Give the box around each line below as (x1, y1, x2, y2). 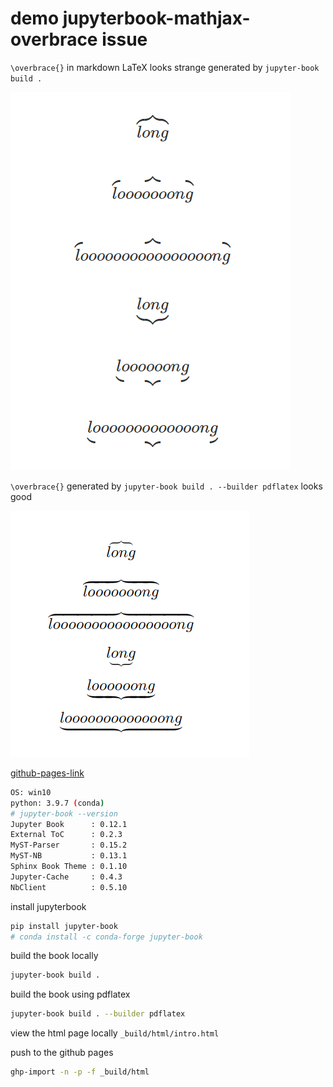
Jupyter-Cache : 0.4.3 (10, 872, 123, 882)
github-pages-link (10, 767, 85, 779)
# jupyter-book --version (10, 808, 118, 819)
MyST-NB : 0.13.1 (10, 851, 128, 861)
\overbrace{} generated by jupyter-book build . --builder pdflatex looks (10, 480, 323, 492)
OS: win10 (10, 787, 52, 797)
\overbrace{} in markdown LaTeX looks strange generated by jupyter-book (10, 61, 320, 73)
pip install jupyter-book (10, 921, 118, 931)
